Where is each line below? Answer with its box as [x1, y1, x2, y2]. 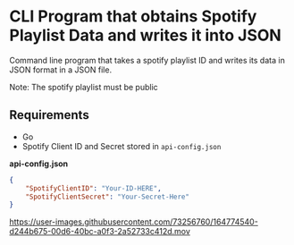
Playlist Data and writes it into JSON [9, 25, 281, 46]
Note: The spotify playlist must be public [9, 81, 158, 92]
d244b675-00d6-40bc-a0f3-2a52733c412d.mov [9, 226, 190, 237]
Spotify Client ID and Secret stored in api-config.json [21, 140, 222, 151]
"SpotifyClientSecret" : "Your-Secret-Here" [25, 192, 190, 201]
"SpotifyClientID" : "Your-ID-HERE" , [25, 183, 163, 193]
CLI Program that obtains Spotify [9, 6, 257, 27]
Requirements [9, 107, 89, 122]
